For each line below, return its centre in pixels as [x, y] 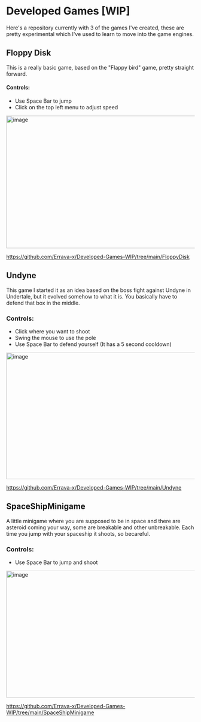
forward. [17, 74]
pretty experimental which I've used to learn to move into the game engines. [100, 34]
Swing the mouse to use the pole [55, 338]
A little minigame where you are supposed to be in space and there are [93, 521]
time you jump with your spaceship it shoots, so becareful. [78, 533]
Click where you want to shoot [52, 332]
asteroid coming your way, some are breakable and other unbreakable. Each [100, 527]
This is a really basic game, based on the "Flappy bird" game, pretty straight [100, 67]
